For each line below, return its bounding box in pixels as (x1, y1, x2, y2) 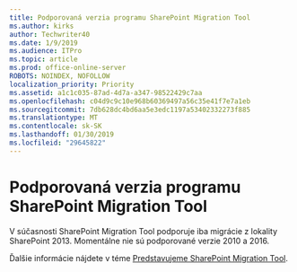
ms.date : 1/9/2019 (9, 38, 78, 48)
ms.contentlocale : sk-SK (9, 122, 102, 131)
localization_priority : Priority (9, 80, 135, 89)
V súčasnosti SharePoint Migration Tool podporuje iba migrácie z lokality (9, 225, 278, 236)
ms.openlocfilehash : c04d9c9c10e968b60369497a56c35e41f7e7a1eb (9, 96, 251, 106)
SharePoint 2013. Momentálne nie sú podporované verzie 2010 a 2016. (9, 235, 270, 246)
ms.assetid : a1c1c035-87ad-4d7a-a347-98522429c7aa (9, 88, 203, 97)
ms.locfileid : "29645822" (9, 138, 106, 147)
